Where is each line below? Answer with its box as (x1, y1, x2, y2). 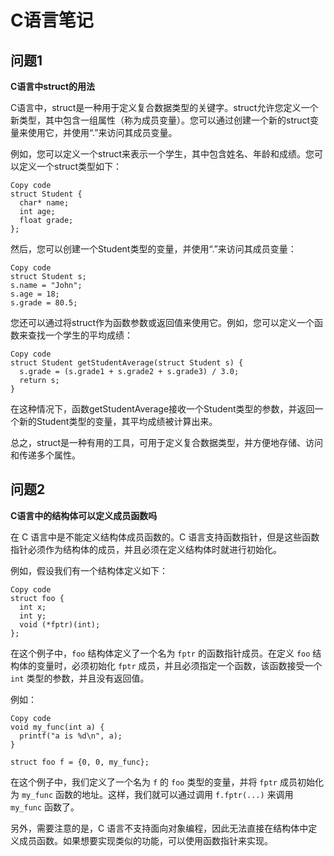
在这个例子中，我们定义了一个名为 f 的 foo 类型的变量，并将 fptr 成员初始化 (10, 776, 324, 788)
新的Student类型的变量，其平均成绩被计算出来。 (18, 416, 218, 427)
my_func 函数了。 (10, 801, 80, 813)
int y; (19, 611, 47, 621)
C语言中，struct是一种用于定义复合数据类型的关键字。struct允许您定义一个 (10, 102, 319, 113)
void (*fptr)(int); (19, 619, 101, 630)
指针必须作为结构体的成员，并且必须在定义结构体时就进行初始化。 (10, 543, 282, 555)
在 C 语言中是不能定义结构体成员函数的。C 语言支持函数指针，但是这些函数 (10, 531, 320, 543)
